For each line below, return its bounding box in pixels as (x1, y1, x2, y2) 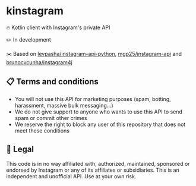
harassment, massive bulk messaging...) (14, 102, 114, 109)
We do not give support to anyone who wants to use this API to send (14, 108, 183, 115)
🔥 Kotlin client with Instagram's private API (6, 24, 110, 31)
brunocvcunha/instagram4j (6, 58, 72, 66)
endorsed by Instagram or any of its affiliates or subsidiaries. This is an (6, 166, 179, 174)
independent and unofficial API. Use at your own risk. (6, 172, 137, 179)
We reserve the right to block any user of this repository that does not (14, 121, 186, 128)
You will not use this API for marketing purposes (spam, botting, (14, 95, 171, 102)
